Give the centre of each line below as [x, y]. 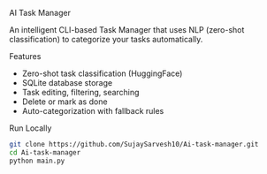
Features [25, 56]
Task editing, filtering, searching [80, 92]
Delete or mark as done [65, 102]
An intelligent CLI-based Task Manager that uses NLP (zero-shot [127, 30]
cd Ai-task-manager [45, 152]
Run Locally [31, 128]
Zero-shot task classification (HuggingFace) [102, 73]
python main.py [37, 161]
